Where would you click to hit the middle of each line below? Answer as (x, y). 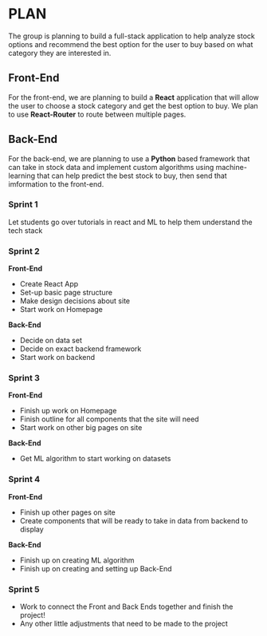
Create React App (49, 284)
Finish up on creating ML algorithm (77, 560)
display (31, 529)
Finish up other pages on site (67, 512)
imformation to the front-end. (56, 184)
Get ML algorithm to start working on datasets (95, 459)
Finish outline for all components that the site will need (109, 419)
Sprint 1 (23, 204)
